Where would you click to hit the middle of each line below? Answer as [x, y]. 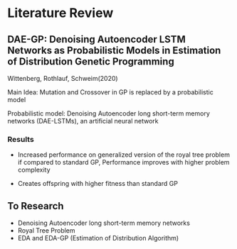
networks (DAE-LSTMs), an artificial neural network [83, 121]
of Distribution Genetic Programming [91, 61]
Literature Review [60, 13]
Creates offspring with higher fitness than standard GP [98, 184]
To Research [36, 206]
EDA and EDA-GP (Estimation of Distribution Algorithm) [98, 238]
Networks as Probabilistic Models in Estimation [114, 50]
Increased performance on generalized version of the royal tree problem [123, 155]
